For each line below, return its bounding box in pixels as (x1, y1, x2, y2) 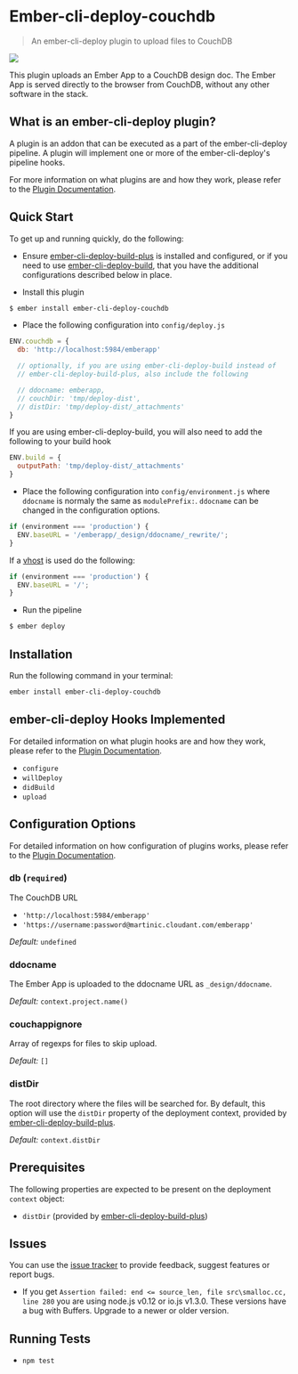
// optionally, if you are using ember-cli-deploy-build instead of (17, 362, 277, 370)
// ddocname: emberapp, (17, 386, 105, 394)
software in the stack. (9, 88, 89, 99)
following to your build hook (9, 436, 111, 447)
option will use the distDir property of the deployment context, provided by (9, 1107, 287, 1118)
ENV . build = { (9, 453, 62, 462)
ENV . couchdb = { (9, 337, 69, 346)
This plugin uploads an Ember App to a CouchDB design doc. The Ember (9, 69, 276, 80)
